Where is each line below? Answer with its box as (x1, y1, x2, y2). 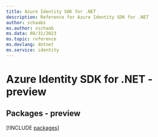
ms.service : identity (6, 47, 60, 53)
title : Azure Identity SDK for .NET (6, 8, 96, 15)
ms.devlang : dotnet (6, 42, 54, 48)
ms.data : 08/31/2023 (6, 31, 57, 37)
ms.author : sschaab (6, 25, 54, 31)
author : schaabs (6, 19, 46, 25)
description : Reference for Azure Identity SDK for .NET (6, 14, 149, 20)
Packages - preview (6, 109, 81, 119)
